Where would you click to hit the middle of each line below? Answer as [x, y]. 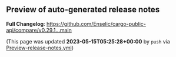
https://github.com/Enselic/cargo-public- [96, 24]
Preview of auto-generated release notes [83, 10]
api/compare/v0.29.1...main [39, 30]
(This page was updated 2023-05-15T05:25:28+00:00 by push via [88, 41]
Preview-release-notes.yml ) [40, 48]
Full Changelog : [26, 24]
